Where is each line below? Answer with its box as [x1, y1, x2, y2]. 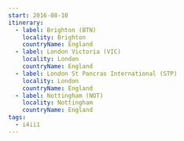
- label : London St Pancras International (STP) [15, 70, 178, 78]
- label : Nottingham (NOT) [15, 92, 104, 99]
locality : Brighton [22, 33, 86, 42]
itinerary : [8, 19, 44, 27]
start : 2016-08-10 [8, 11, 68, 20]
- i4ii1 [15, 121, 41, 128]
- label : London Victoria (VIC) [15, 48, 122, 56]
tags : [8, 114, 26, 121]
